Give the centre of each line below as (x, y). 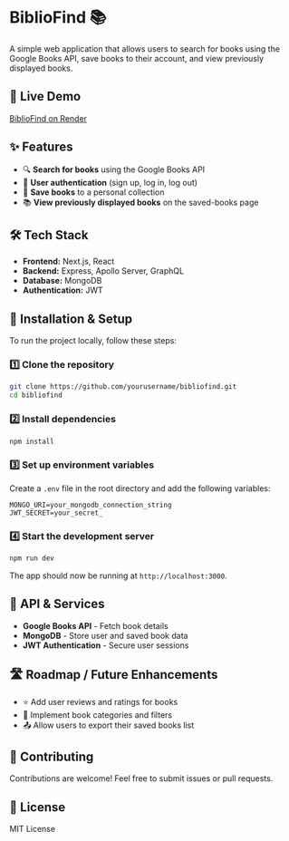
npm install (32, 441)
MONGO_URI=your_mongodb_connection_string (91, 505)
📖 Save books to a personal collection (93, 192)
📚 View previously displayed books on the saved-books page (140, 202)
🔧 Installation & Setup (71, 319)
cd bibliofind (36, 395)
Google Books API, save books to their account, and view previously (137, 58)
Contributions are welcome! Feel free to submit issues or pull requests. (141, 778)
